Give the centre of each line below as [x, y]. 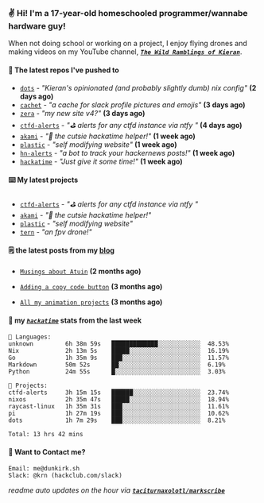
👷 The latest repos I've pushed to [64, 70]
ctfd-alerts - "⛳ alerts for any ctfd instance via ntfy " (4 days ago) [131, 125]
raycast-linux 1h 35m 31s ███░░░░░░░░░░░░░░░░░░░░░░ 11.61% [118, 407]
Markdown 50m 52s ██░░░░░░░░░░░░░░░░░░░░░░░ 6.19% [117, 365]
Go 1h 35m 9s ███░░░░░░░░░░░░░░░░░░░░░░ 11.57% [118, 358]
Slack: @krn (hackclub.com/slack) [66, 476]
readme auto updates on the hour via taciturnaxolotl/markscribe [116, 490]
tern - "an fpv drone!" [56, 232]
